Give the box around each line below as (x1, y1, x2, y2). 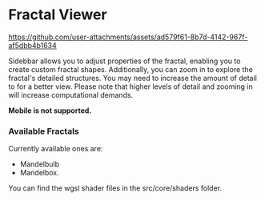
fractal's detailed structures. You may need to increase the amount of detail (8, 73, 258, 82)
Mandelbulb (19, 159, 60, 169)
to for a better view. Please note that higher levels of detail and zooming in (8, 82, 254, 91)
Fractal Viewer (8, 6, 107, 24)
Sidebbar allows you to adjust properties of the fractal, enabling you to (8, 56, 241, 66)
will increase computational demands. (8, 90, 134, 99)
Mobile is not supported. (8, 106, 92, 115)
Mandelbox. (19, 168, 60, 178)
